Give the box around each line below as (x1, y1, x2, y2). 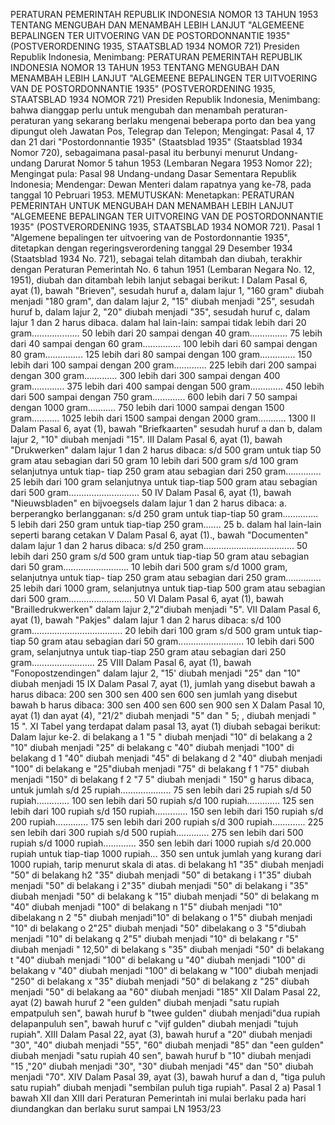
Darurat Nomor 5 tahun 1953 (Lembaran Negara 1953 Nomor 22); (43, 157, 313, 169)
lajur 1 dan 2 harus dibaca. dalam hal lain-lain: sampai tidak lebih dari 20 (10, 317, 307, 328)
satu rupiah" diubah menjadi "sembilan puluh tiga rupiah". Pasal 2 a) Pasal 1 (10, 1082, 322, 1093)
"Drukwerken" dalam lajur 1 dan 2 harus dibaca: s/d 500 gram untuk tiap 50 (10, 444, 322, 456)
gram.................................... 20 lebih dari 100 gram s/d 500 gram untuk (10, 625, 302, 636)
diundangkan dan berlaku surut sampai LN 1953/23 (10, 1103, 222, 1114)
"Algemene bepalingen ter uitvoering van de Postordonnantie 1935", (10, 232, 290, 243)
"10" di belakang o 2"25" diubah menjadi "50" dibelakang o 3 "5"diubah (10, 922, 307, 934)
